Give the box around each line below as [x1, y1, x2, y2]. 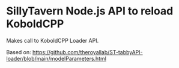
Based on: [6, 48, 31, 55]
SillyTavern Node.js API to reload [6, 4, 174, 18]
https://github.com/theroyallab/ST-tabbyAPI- [32, 48, 143, 55]
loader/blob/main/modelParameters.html [6, 55, 107, 62]
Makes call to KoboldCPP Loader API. [6, 37, 99, 44]
